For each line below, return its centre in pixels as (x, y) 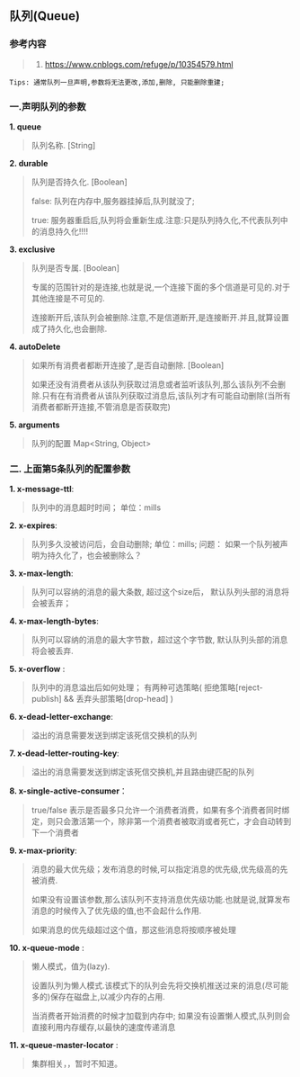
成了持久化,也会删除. (69, 328)
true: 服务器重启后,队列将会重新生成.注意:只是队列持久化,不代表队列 (156, 220)
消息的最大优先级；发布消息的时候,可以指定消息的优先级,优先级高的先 (159, 869)
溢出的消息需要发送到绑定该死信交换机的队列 (114, 735)
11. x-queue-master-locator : (64, 1046)
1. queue (26, 126)
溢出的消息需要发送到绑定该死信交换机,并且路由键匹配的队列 (142, 772)
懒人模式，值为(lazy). (71, 966)
